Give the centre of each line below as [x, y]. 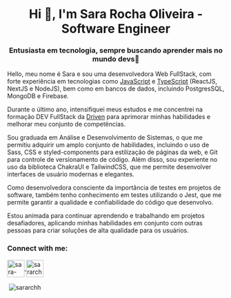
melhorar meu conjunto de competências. [67, 124]
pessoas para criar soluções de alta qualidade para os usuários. [98, 230]
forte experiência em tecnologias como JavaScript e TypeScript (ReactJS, [112, 82]
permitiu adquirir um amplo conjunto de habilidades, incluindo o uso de [108, 145]
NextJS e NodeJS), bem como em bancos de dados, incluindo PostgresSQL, [116, 89]
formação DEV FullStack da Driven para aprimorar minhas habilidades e [109, 117]
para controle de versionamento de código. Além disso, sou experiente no [112, 160]
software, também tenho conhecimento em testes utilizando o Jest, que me [114, 195]
